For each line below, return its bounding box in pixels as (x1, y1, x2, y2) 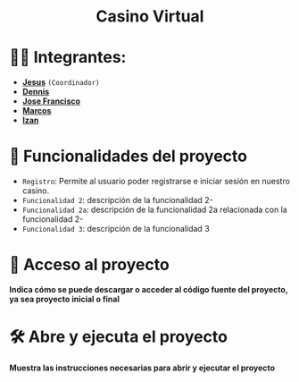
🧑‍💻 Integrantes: (9, 47, 127, 68)
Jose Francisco (21, 96, 81, 106)
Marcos (21, 106, 52, 116)
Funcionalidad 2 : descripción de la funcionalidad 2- (21, 195, 213, 206)
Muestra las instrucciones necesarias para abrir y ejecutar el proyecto (9, 362, 275, 373)
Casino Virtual (96, 6, 204, 27)
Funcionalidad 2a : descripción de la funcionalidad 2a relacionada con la (21, 204, 287, 216)
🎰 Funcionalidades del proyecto (9, 146, 248, 166)
